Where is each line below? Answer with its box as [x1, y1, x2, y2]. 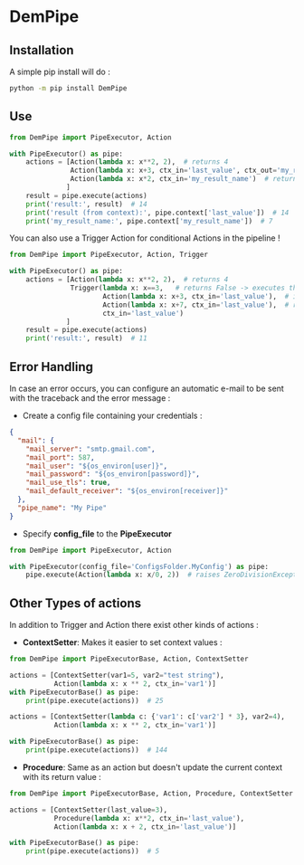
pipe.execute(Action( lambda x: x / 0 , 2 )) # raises [25, 570, 221, 580]
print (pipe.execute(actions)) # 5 [25, 847, 160, 856]
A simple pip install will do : [9, 66, 110, 77]
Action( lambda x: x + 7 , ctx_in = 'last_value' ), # [102, 300, 290, 309]
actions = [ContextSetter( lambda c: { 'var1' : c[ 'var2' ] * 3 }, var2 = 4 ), [9, 712, 285, 721]
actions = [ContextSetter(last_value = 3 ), [9, 805, 168, 814]
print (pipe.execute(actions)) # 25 [25, 696, 165, 705]
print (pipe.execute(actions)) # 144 [25, 746, 168, 755]
